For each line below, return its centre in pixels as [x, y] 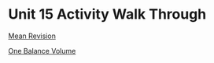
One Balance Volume [42, 51]
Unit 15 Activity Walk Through [107, 14]
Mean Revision [32, 36]
